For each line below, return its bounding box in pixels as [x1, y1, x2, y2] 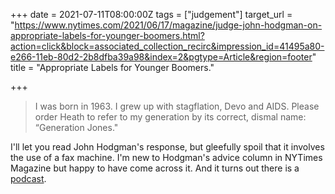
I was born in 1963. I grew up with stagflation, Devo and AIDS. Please [34, 100, 320, 112]
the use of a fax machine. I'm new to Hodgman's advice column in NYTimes [10, 152, 323, 163]
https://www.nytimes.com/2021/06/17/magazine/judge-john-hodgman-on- [14, 19, 323, 31]
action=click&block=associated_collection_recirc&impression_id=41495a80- [10, 40, 325, 52]
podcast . [10, 173, 47, 184]
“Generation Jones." [34, 122, 119, 133]
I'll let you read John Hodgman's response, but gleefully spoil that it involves [10, 141, 325, 153]
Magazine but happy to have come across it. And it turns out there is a [10, 162, 300, 174]
